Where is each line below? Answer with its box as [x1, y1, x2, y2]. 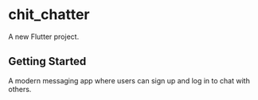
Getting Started [8, 55, 87, 68]
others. [8, 84, 32, 94]
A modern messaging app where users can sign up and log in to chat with [8, 75, 251, 85]
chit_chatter [8, 6, 90, 24]
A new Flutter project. [8, 32, 80, 41]
